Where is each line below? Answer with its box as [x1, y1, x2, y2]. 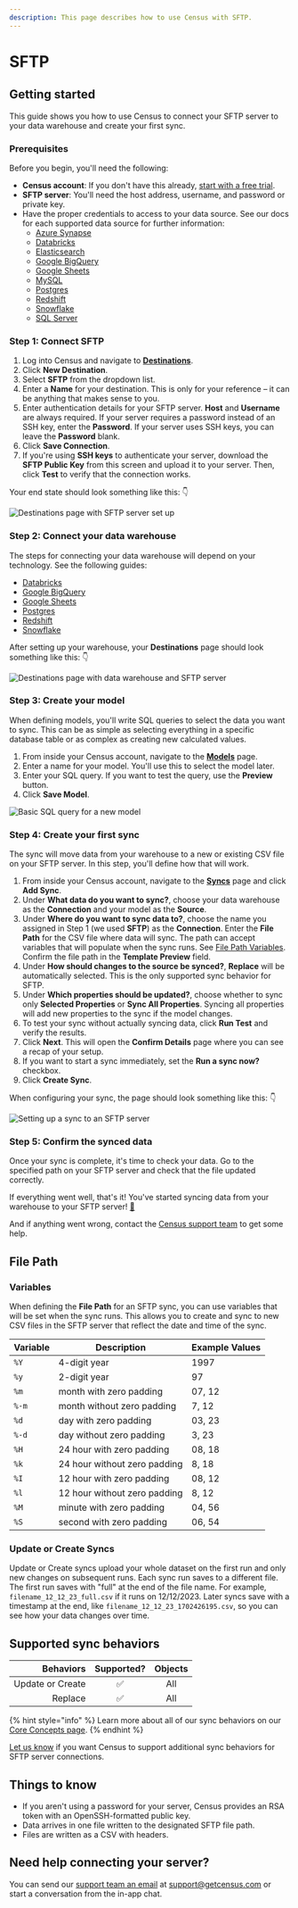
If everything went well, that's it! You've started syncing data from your [9, 1192, 270, 1203]
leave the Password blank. [21, 431, 120, 442]
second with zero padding [58, 1516, 167, 1529]
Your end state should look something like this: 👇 [9, 487, 189, 498]
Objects [154, 1663, 189, 1675]
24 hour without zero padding [58, 1458, 183, 1471]
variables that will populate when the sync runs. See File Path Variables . [21, 942, 286, 953]
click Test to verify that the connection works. [21, 469, 191, 480]
